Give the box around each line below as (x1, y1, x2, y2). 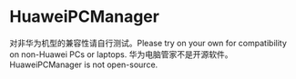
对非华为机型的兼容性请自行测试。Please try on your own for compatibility (9, 37, 287, 48)
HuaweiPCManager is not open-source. (9, 59, 158, 70)
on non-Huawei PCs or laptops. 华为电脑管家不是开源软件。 (9, 48, 233, 60)
